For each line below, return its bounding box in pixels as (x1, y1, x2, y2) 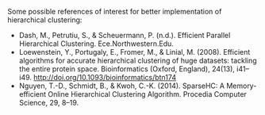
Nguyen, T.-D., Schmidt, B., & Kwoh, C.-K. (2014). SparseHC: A (18, 81, 225, 90)
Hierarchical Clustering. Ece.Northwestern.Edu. (18, 39, 174, 48)
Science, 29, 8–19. (18, 98, 79, 107)
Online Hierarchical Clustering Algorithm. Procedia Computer (48, 90, 248, 98)
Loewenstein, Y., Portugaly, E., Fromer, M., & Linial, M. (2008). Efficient (18, 48, 251, 56)
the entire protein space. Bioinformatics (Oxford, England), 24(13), (18, 64, 236, 74)
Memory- (226, 81, 257, 90)
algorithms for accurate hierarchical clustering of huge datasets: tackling (18, 56, 257, 65)
